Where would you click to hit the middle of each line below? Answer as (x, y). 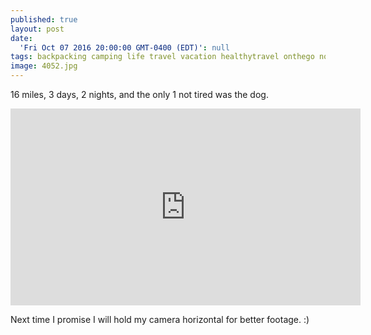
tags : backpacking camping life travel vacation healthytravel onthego (162, 57)
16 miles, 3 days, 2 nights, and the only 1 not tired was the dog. (139, 94)
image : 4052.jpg (44, 66)
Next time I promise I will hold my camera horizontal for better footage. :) (160, 319)
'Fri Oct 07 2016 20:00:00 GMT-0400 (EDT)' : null (124, 47)
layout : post (37, 29)
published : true (44, 19)
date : (21, 38)
